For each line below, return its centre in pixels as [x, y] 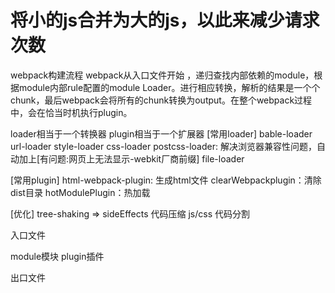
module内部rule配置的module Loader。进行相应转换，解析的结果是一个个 [169, 87]
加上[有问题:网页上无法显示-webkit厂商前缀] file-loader [131, 158]
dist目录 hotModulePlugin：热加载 [80, 192]
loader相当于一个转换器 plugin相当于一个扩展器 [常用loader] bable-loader [161, 133]
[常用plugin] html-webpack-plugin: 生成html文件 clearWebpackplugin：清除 [166, 180]
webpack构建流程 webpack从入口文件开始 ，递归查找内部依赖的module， [162, 75]
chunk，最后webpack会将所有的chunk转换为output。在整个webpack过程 [161, 100]
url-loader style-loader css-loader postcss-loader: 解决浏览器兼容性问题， [163, 146]
